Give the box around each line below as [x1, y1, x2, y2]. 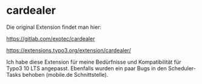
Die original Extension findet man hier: [6, 23, 102, 31]
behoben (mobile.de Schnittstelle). [22, 71, 109, 78]
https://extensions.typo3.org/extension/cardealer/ [6, 46, 132, 54]
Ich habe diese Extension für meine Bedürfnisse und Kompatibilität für [6, 58, 181, 65]
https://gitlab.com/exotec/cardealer [6, 35, 95, 42]
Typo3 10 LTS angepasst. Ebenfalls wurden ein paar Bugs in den [6, 64, 167, 72]
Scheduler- [167, 64, 196, 72]
